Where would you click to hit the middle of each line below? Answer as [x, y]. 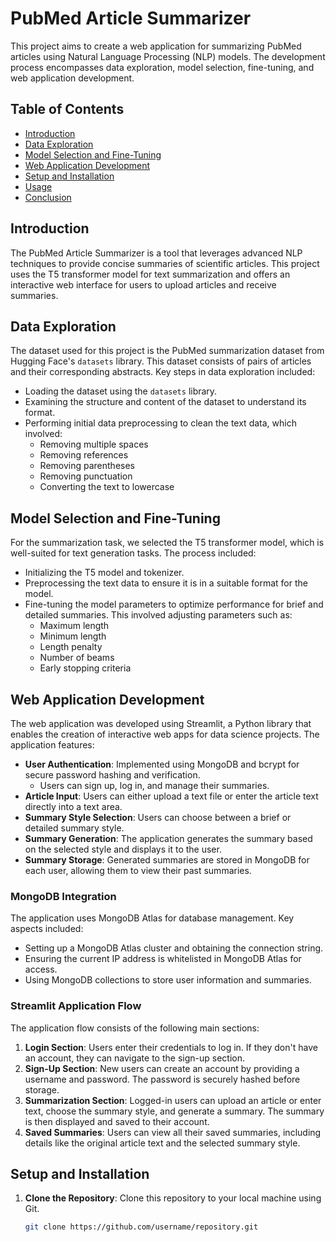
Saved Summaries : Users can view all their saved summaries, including [173, 1132]
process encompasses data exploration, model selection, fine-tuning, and [162, 67]
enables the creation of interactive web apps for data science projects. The [165, 734]
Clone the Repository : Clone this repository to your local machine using [173, 1198]
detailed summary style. [74, 828]
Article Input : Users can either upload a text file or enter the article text [171, 796]
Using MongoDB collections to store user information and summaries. [168, 980]
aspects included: [47, 929]
